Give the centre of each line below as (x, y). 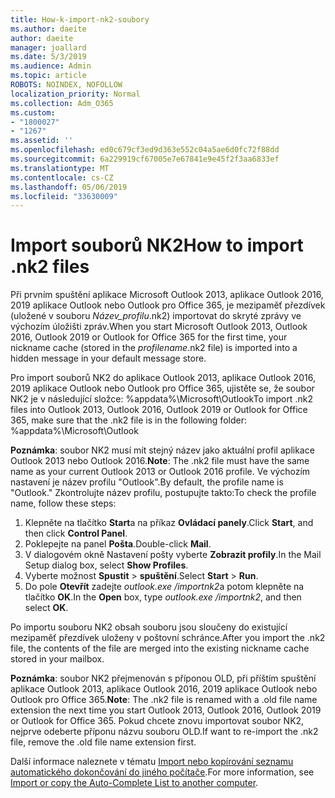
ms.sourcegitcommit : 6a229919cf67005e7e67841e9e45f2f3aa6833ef (145, 159)
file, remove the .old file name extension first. (103, 742)
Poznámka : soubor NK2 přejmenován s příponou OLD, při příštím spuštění (163, 678)
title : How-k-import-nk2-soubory (80, 19)
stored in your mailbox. (57, 659)
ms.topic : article (48, 76)
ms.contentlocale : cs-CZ (62, 177)
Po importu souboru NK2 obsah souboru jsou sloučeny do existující (149, 627)
